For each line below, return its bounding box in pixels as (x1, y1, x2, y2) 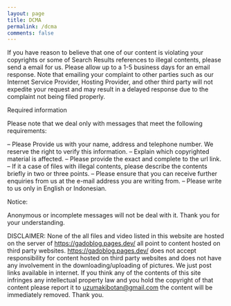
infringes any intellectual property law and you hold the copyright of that (7, 276, 214, 285)
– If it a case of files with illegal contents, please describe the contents (7, 162, 207, 170)
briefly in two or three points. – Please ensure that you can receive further (7, 170, 218, 178)
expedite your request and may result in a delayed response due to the (7, 85, 209, 93)
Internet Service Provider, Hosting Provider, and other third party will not (7, 78, 213, 87)
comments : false (7, 29, 54, 37)
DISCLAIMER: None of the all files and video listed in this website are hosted (7, 232, 225, 240)
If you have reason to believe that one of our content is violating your (7, 48, 204, 57)
